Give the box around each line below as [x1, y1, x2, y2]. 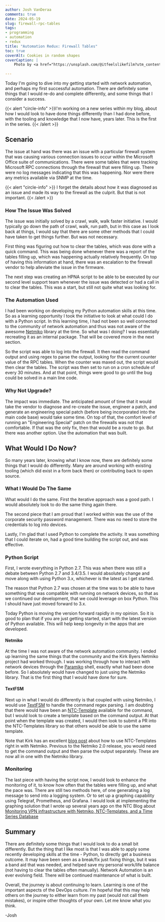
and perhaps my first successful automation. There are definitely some [5, 86, 149, 91]
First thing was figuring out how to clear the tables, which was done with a [5, 243, 156, 249]
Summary [5, 828, 36, 836]
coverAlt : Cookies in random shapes [5, 53, 80, 58]
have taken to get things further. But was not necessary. [5, 234, 119, 240]
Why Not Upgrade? [5, 387, 52, 394]
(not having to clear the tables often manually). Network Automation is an [5, 867, 153, 873]
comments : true [5, 12, 36, 17]
